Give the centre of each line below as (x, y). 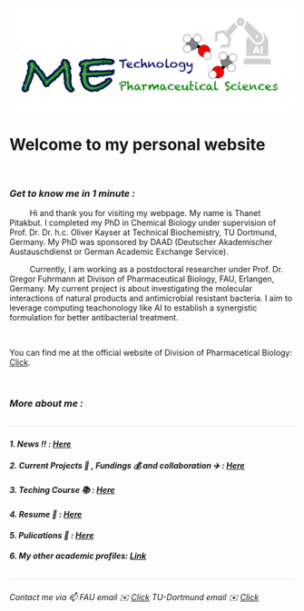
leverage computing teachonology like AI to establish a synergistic (133, 308)
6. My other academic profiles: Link (78, 556)
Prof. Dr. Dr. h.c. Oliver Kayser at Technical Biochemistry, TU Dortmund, (143, 232)
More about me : (46, 404)
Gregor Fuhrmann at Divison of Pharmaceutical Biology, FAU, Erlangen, (142, 279)
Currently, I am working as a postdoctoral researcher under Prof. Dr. (157, 270)
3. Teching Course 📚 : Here (62, 490)
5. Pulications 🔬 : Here (52, 535)
